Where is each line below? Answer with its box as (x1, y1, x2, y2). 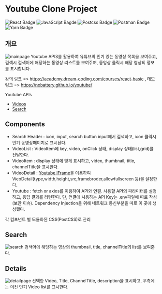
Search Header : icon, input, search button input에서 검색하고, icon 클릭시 (12, 133, 156, 139)
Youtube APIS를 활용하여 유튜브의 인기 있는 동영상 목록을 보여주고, (30, 53, 157, 59)
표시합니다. (10, 65, 31, 71)
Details (5, 265, 27, 273)
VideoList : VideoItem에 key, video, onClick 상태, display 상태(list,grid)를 (12, 146, 154, 151)
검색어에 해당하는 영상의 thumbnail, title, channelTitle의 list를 (24, 244, 142, 250)
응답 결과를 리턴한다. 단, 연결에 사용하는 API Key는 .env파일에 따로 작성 (22, 194, 157, 200)
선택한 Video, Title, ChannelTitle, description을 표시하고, (32, 278, 142, 284)
